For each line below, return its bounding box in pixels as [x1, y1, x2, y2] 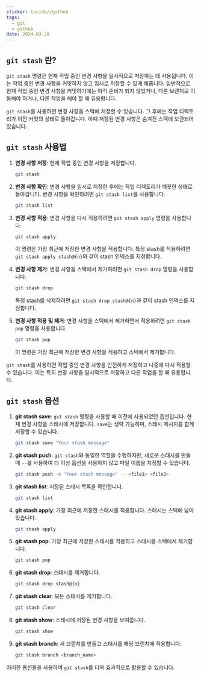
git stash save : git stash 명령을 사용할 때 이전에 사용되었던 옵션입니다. [14, 412, 185, 420]
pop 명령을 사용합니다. [14, 325, 67, 332]
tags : [6, 14, 20, 20]
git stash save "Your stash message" [14, 439, 110, 446]
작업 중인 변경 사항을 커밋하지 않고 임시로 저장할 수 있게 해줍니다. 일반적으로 [12, 80, 191, 87]
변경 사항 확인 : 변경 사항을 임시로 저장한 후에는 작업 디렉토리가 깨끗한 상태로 [14, 183, 193, 190]
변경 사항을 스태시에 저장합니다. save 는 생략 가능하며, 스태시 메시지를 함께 [21, 420, 194, 427]
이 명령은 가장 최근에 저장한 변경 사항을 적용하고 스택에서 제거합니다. [14, 348, 176, 356]
